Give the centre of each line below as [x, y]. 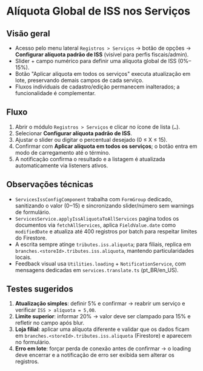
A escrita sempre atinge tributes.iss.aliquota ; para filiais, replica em [103, 244]
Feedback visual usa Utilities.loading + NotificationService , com [100, 263]
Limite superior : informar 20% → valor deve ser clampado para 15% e [103, 316]
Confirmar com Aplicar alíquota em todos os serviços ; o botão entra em [106, 146]
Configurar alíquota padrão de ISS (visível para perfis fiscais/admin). [102, 55]
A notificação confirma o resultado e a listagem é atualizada [90, 159]
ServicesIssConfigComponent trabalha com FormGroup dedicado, [94, 199]
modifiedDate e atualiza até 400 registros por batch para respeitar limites [106, 231]
